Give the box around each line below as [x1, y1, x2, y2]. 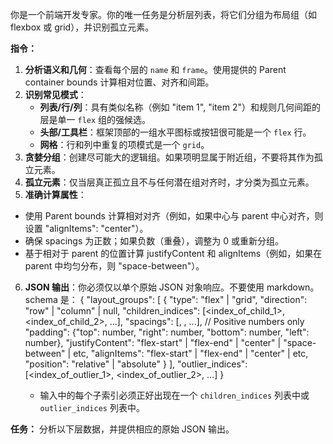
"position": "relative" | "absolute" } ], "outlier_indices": [24, 358, 248, 370]
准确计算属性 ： [24, 189, 87, 200]
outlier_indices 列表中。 [39, 402, 145, 413]
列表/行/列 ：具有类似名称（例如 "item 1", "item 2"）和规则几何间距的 [39, 101, 321, 113]
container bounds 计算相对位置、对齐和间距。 [24, 76, 215, 88]
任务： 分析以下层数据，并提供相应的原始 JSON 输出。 [10, 423, 235, 435]
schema [24, 294, 58, 305]
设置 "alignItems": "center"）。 [24, 223, 149, 234]
